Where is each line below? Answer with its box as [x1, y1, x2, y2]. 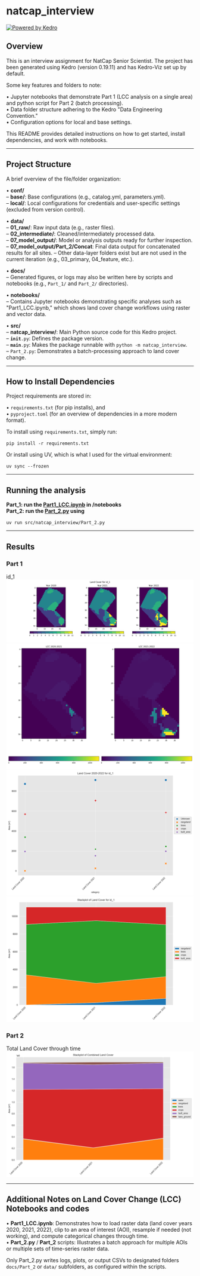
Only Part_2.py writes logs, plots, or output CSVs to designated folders [6, 1256, 180, 1263]
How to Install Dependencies [6, 377, 115, 387]
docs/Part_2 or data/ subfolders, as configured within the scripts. [6, 1263, 167, 1270]
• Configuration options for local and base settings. [6, 118, 132, 126]
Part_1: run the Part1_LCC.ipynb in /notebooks [6, 501, 122, 509]
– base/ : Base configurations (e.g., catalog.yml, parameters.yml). [6, 193, 165, 200]
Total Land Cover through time [6, 1045, 81, 1052]
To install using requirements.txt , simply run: [6, 429, 117, 436]
